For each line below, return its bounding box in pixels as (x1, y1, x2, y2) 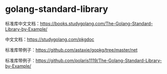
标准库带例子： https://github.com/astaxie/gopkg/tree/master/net (5, 47, 138, 53)
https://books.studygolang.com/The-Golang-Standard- (40, 20, 153, 26)
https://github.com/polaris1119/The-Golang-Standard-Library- (35, 57, 162, 63)
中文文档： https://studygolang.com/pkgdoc (5, 36, 94, 42)
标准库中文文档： (5, 20, 40, 26)
